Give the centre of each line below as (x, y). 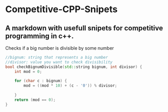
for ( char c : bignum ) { (41, 81)
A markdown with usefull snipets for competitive (84, 28)
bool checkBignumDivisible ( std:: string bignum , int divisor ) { (74, 67)
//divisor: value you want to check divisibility (59, 62)
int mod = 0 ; (28, 71)
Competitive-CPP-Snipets (62, 9)
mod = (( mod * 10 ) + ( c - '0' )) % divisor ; (71, 86)
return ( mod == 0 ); (35, 100)
